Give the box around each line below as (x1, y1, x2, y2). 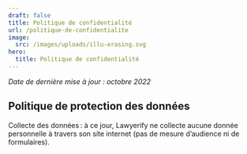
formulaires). (8, 137, 50, 146)
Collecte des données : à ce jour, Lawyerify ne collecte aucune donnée (8, 120, 238, 130)
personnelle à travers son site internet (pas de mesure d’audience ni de (8, 129, 240, 138)
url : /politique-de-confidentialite (8, 26, 129, 34)
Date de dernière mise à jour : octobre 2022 (8, 76, 152, 86)
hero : (8, 48, 26, 56)
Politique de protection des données (8, 100, 190, 113)
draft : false (8, 11, 51, 20)
